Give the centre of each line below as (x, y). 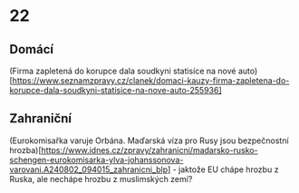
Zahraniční (41, 119)
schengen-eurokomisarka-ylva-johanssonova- (96, 159)
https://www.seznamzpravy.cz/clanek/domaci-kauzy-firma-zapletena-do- (151, 81)
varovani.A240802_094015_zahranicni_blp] (90, 169)
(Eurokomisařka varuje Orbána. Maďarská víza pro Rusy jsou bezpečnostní (149, 140)
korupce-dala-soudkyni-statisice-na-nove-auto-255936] (116, 90)
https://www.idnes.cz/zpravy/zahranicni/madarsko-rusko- (149, 150)
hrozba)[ (26, 150)
